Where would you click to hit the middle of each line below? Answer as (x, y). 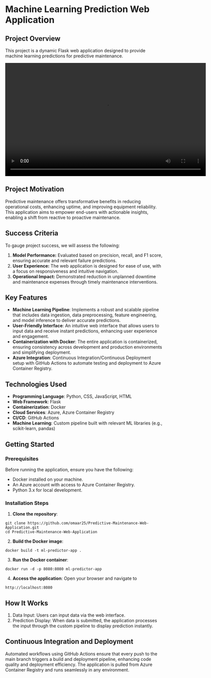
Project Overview (33, 38)
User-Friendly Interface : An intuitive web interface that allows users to (86, 326)
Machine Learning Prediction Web (77, 9)
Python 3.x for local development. (47, 490)
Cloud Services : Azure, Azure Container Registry (63, 412)
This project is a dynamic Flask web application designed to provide (75, 51)
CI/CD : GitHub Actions (36, 418)
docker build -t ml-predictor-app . (43, 551)
